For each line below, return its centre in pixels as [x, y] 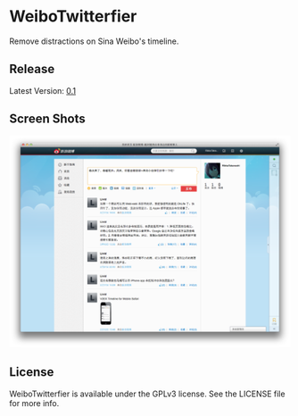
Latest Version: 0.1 [43, 90]
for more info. [34, 403]
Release [32, 69]
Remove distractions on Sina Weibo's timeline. [94, 41]
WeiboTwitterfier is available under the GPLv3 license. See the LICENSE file [147, 394]
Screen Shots [48, 119]
